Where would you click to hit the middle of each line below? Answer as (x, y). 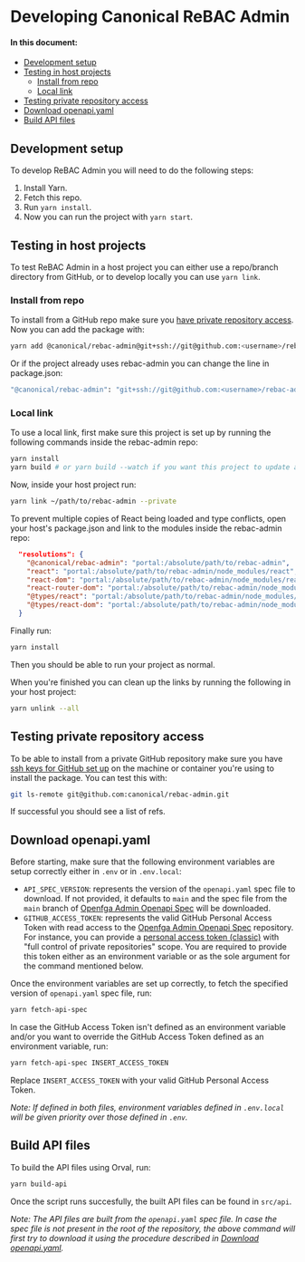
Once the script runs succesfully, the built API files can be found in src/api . (151, 1201)
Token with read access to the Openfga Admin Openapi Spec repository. (158, 928)
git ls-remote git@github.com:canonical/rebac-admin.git (120, 795)
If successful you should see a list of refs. (88, 812)
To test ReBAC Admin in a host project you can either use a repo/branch (144, 267)
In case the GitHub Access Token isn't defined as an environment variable (148, 1027)
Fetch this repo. (52, 197)
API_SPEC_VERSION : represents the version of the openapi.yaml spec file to (159, 889)
